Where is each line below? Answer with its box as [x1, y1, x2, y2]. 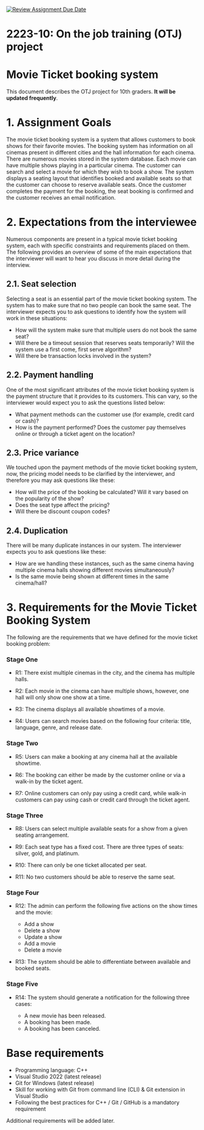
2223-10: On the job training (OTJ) [6, 27, 182, 41]
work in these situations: [6, 314, 68, 322]
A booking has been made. [24, 1018, 92, 1025]
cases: [15, 1000, 32, 1007]
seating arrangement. [15, 831, 69, 839]
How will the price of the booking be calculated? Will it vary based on [15, 489, 189, 496]
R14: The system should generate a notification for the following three [15, 994, 190, 1001]
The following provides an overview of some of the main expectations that [6, 248, 192, 256]
